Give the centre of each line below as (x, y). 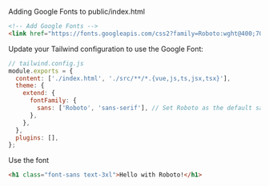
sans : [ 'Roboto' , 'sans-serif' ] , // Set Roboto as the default (145, 108)
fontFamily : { (53, 101)
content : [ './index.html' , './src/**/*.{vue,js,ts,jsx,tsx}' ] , (123, 78)
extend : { (39, 93)
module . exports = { (41, 71)
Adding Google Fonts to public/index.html (77, 12)
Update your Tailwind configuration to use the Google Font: (106, 49)
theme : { (30, 86)
